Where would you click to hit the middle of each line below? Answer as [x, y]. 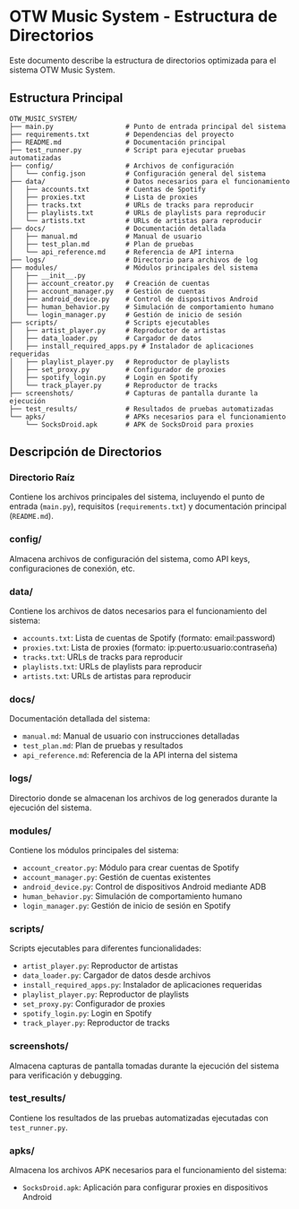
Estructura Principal [66, 98]
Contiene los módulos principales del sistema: [94, 850]
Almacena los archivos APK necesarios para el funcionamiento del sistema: [148, 1170]
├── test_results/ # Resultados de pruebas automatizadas [142, 409]
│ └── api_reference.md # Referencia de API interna [122, 252]
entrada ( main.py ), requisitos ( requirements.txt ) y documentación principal [148, 506]
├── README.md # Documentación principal [118, 142]
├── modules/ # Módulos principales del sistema [133, 268]
